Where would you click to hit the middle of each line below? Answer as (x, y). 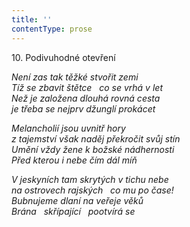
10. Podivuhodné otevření (63, 57)
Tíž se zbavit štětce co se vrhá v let (87, 87)
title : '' (32, 19)
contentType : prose (52, 29)
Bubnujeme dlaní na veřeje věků (77, 200)
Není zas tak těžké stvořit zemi (75, 77)
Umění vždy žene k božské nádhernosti (93, 149)
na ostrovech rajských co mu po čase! (92, 190)
